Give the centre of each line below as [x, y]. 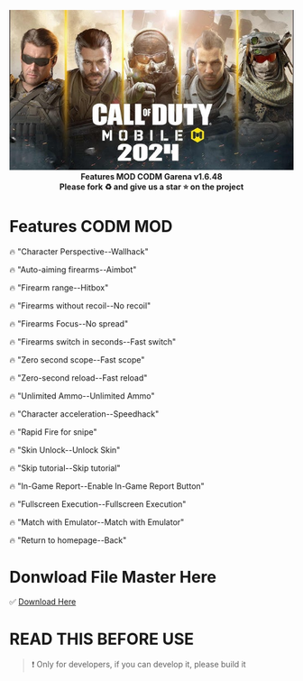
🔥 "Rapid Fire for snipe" [53, 432]
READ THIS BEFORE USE [101, 639]
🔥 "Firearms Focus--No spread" [69, 323]
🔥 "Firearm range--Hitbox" [59, 287]
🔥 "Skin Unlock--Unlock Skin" [65, 450]
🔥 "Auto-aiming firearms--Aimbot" [73, 269]
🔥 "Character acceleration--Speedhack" [84, 414]
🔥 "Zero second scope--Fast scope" [77, 359]
